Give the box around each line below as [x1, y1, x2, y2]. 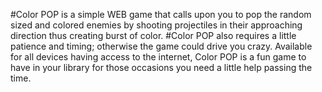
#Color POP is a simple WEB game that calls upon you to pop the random [10, 9, 312, 20]
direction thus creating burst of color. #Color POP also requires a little [10, 30, 297, 41]
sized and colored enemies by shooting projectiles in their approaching [10, 19, 303, 31]
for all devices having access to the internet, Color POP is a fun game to [10, 51, 307, 63]
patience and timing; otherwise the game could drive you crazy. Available [10, 40, 313, 52]
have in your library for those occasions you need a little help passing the [10, 62, 313, 73]
